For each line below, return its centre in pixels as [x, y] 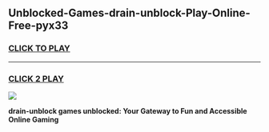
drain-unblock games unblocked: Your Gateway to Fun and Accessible [128, 110]
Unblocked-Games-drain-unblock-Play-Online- [129, 13]
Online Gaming [34, 119]
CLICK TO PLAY [39, 49]
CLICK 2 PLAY [36, 78]
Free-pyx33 [38, 26]
